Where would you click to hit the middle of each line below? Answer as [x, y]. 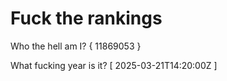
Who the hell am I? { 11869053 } [76, 46]
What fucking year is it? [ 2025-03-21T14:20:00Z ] [114, 65]
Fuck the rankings [86, 18]
